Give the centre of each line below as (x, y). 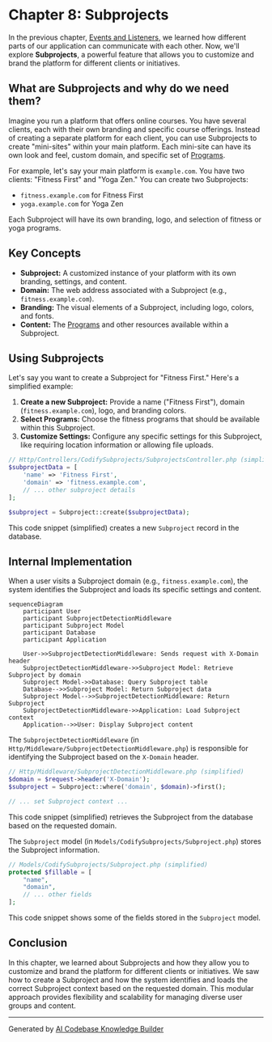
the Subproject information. (54, 849)
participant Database (59, 633)
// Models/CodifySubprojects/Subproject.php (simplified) (108, 864)
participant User (52, 612)
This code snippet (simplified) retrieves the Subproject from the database (131, 817)
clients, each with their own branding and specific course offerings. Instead (134, 129)
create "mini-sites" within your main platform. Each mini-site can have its (130, 146)
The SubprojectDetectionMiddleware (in (74, 740)
